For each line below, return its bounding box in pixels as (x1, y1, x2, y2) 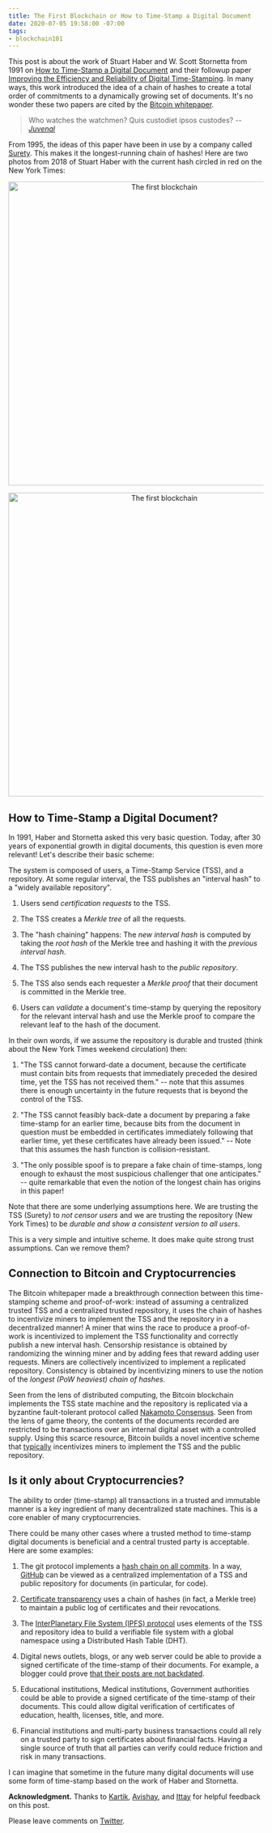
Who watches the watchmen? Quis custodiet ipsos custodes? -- (28, 115, 243, 126)
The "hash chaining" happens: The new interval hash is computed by (19, 929, 252, 940)
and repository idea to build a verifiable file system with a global (19, 1626, 234, 1637)
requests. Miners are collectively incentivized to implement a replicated (8, 1357, 246, 1366)
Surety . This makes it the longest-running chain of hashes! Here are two (8, 148, 249, 158)
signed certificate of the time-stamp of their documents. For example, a (19, 1660, 259, 1669)
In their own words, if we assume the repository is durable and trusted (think (8, 1036, 263, 1045)
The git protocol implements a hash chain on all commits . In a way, (19, 1561, 243, 1570)
